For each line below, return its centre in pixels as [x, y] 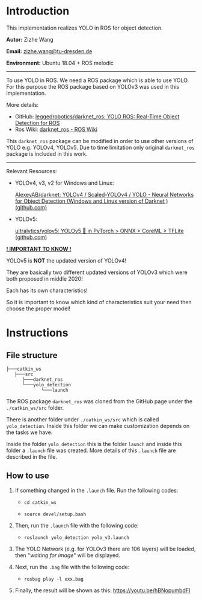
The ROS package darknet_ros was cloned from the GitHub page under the [99, 401]
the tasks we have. [29, 432]
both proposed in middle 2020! [44, 278]
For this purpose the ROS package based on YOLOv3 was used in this [93, 86]
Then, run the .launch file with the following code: [77, 525]
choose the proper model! [38, 308]
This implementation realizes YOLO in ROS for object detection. [85, 28]
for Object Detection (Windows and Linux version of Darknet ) [91, 201]
